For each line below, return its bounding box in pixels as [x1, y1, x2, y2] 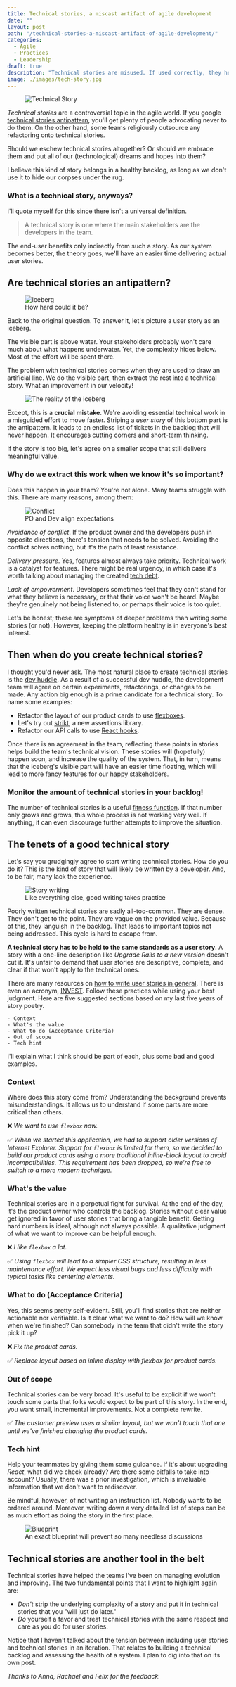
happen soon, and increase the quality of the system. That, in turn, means [7, 754, 221, 763]
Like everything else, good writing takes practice [25, 893, 166, 901]
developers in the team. [24, 228, 93, 236]
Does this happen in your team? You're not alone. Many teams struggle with [7, 485, 227, 494]
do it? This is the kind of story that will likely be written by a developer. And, [7, 865, 226, 873]
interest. [7, 628, 32, 637]
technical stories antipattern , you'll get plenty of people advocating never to [7, 116, 227, 125]
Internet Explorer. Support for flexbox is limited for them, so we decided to [7, 1144, 223, 1152]
